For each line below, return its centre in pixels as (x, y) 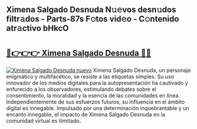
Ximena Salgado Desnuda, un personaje (142, 70)
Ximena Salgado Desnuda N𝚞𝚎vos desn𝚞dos (91, 10)
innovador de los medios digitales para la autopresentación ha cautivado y (97, 83)
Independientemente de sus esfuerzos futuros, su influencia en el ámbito (96, 102)
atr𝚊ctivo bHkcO (38, 28)
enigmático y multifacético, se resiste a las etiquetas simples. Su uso (90, 76)
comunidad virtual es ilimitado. (44, 121)
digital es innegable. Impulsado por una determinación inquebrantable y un (98, 108)
